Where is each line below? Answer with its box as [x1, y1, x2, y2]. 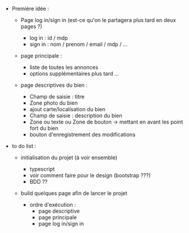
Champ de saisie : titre [29, 93, 85, 100]
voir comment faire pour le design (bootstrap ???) [29, 172, 151, 179]
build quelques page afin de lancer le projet [20, 190, 128, 197]
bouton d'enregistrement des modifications [29, 131, 136, 138]
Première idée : [11, 5, 49, 12]
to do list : [11, 143, 37, 149]
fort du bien [29, 125, 58, 131]
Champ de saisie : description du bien [29, 112, 122, 119]
